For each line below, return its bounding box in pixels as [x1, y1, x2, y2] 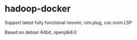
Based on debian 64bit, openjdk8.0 [4, 29, 77, 35]
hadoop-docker [4, 3, 71, 14]
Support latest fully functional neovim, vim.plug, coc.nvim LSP [4, 19, 133, 25]
